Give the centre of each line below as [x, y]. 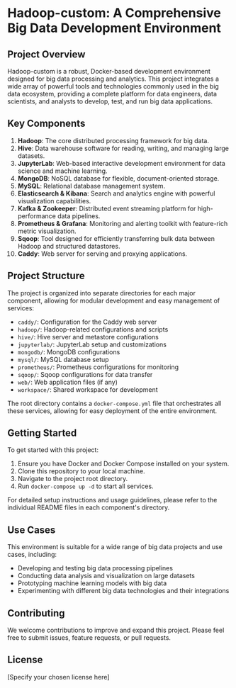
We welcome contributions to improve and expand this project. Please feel [116, 630]
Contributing [36, 613]
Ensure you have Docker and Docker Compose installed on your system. [123, 464]
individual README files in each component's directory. [89, 507]
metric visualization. [47, 231]
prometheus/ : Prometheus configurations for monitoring [98, 367]
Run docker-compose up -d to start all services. [85, 486]
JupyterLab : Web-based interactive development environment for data [121, 163]
